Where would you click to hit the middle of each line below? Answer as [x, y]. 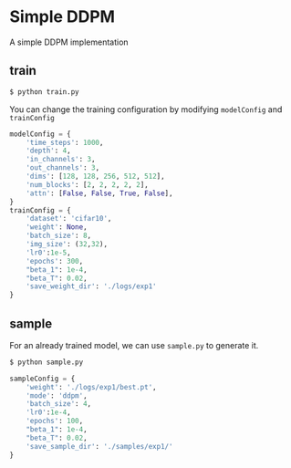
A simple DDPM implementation [69, 42]
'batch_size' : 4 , [59, 404]
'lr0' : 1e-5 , [48, 253]
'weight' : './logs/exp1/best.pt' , [91, 387]
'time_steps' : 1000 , [65, 142]
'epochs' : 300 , [55, 261]
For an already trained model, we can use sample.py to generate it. [134, 345]
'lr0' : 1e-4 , [48, 412]
